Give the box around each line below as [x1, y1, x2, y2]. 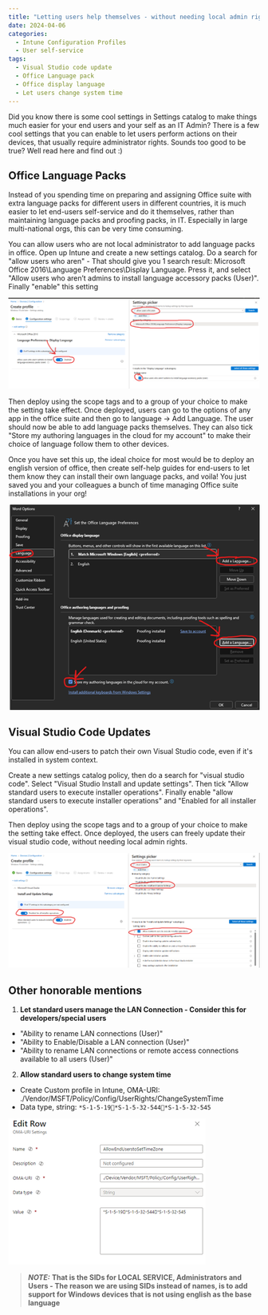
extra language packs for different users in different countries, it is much [8, 198, 246, 208]
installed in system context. [8, 755, 98, 765]
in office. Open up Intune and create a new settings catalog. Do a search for [8, 248, 258, 257]
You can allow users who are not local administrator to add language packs [8, 240, 255, 249]
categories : [8, 30, 48, 38]
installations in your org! [8, 488, 88, 498]
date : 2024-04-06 [8, 21, 66, 30]
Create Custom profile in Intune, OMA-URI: [19, 1086, 160, 1095]
